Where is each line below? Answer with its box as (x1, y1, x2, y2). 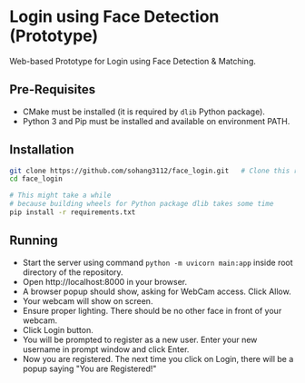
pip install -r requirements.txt (9, 208, 136, 217)
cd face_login (9, 174, 64, 183)
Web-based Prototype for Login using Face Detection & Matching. (9, 55, 257, 66)
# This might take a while (9, 191, 112, 201)
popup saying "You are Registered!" (22, 363, 157, 374)
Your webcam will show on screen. (22, 295, 153, 306)
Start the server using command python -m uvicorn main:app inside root (22, 257, 293, 268)
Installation (9, 142, 74, 158)
